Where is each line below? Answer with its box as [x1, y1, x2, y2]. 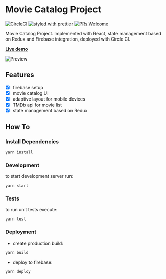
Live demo [5, 46, 28, 52]
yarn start [5, 183, 29, 188]
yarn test [5, 216, 27, 222]
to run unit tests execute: [5, 207, 58, 213]
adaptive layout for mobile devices [12, 96, 85, 102]
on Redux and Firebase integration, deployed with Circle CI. [5, 36, 131, 42]
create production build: [12, 240, 64, 246]
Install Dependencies [5, 138, 59, 145]
